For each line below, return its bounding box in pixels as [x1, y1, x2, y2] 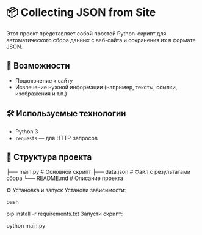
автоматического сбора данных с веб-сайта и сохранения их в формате [6, 36, 197, 43]
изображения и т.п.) [15, 90, 67, 97]
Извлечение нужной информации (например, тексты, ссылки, [15, 83, 178, 91]
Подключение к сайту [15, 76, 73, 84]
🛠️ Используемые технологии [6, 108, 126, 119]
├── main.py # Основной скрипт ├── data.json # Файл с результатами [6, 168, 191, 176]
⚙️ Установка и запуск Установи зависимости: [6, 187, 126, 194]
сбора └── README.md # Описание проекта [6, 174, 123, 182]
